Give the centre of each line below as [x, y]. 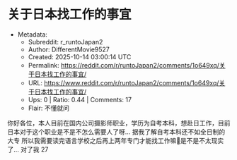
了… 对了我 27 [28, 149]
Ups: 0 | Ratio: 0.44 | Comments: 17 [80, 99]
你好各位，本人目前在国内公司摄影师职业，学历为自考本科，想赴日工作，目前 [119, 123]
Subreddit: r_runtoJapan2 [65, 42]
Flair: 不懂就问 [48, 108]
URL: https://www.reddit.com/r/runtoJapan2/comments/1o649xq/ [123, 82]
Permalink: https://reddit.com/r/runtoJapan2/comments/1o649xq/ [123, 65]
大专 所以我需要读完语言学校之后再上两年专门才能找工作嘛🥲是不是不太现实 [116, 140]
